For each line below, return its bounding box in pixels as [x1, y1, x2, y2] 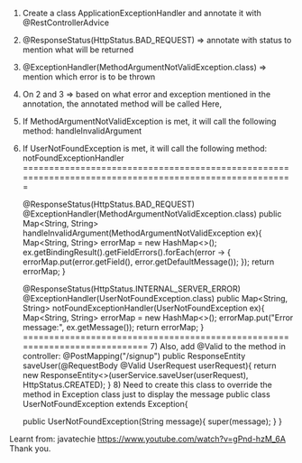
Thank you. [9, 443, 51, 454]
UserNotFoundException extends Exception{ [22, 399, 188, 409]
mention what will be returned [22, 44, 133, 55]
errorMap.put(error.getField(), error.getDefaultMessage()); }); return [22, 256, 275, 267]
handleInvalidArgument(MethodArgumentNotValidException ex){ [22, 227, 262, 238]
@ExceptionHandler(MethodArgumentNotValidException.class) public [22, 208, 282, 219]
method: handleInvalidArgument [22, 125, 142, 136]
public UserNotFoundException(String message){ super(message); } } [22, 416, 282, 427]
